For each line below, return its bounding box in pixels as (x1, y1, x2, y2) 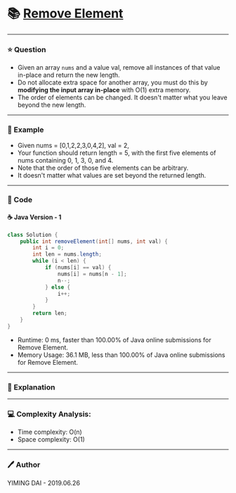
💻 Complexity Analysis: (7, 409, 91, 419)
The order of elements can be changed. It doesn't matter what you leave (17, 93, 228, 102)
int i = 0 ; (32, 244, 65, 251)
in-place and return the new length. (17, 71, 121, 80)
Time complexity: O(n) (17, 428, 82, 437)
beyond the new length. (17, 101, 86, 109)
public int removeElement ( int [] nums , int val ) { (20, 237, 169, 245)
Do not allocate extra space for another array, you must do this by (17, 78, 209, 87)
